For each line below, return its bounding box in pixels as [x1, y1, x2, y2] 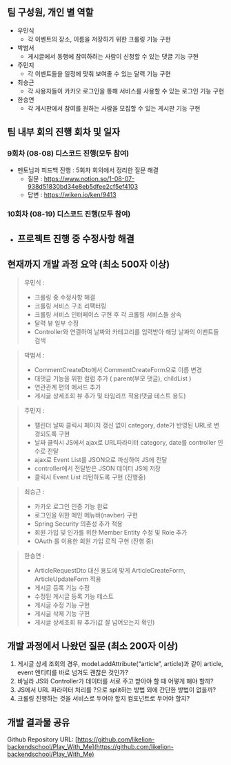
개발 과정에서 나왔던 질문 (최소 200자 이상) [7, 640, 179, 652]
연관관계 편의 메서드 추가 [34, 383, 101, 391]
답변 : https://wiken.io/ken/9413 [27, 190, 117, 199]
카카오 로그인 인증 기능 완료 [34, 502, 108, 510]
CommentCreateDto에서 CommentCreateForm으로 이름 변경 [34, 365, 202, 374]
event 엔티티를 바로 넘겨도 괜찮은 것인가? [17, 668, 129, 676]
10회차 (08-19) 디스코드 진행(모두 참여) [7, 210, 131, 219]
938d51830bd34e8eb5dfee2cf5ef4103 [27, 182, 139, 190]
